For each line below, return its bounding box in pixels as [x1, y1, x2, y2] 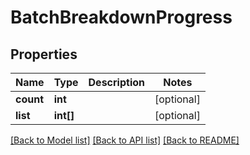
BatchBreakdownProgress [10, 6, 233, 29]
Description [88, 76, 145, 89]
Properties [10, 46, 78, 63]
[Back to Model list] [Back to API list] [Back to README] [10, 134, 240, 146]
